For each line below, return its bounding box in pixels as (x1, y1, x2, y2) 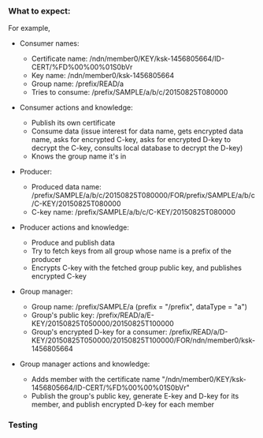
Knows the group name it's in (31, 152, 127, 161)
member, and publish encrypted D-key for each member (31, 400, 215, 410)
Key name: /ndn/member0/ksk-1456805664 (31, 71, 175, 80)
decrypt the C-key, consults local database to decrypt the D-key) (31, 144, 243, 153)
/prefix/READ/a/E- (95, 310, 155, 320)
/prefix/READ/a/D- (169, 328, 228, 337)
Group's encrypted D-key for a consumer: (31, 328, 168, 337)
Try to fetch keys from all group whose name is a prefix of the (31, 246, 232, 256)
